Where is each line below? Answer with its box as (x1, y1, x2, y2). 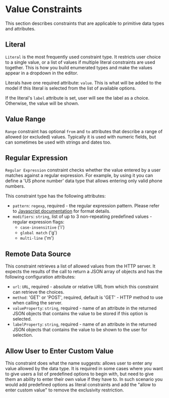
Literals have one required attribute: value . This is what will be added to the (5, 79, 161, 85)
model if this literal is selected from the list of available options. (5, 85, 136, 91)
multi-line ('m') (20, 235, 54, 241)
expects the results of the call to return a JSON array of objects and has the (5, 269, 162, 275)
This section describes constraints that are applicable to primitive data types (5, 20, 164, 26)
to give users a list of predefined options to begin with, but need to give (5, 371, 154, 377)
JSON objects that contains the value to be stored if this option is (12, 311, 148, 317)
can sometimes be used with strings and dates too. (5, 139, 112, 145)
